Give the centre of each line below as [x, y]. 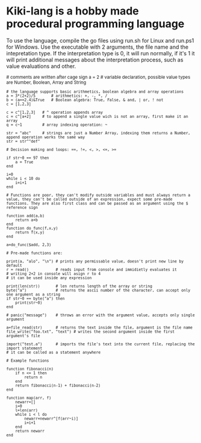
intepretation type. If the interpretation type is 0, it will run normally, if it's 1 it [100, 53]
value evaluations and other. [41, 66]
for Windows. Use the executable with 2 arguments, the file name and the [97, 47]
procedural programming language [95, 24]
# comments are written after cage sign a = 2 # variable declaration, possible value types [98, 77]
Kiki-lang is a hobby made [73, 11]
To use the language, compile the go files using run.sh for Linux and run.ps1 [100, 40]
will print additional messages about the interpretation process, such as [95, 60]
